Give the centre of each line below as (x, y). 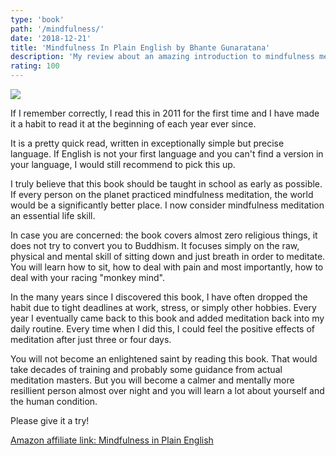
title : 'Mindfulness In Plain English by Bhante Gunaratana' (140, 47)
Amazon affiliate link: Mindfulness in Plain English (112, 440)
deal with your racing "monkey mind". (87, 277)
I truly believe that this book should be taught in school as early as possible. (166, 184)
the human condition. (54, 401)
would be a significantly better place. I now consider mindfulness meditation (167, 205)
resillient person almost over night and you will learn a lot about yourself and (167, 390)
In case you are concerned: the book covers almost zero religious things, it (164, 235)
